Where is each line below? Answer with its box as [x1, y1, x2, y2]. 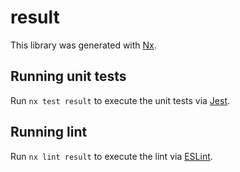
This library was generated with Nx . [10, 39, 157, 51]
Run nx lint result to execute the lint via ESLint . [10, 150, 213, 162]
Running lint [10, 124, 88, 141]
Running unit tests [10, 68, 127, 85]
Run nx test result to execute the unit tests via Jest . [10, 94, 231, 106]
